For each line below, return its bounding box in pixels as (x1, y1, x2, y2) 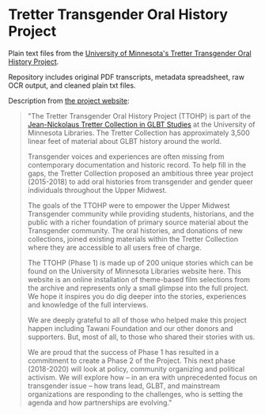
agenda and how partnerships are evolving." (27, 398, 172, 407)
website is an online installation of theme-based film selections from (27, 274, 251, 284)
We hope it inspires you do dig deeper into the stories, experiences (27, 291, 247, 301)
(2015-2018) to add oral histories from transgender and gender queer (27, 176, 253, 187)
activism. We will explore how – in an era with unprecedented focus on (27, 372, 258, 382)
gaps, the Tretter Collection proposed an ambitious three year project (27, 168, 254, 178)
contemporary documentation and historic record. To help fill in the (27, 160, 247, 169)
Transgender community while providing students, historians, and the (27, 209, 255, 218)
